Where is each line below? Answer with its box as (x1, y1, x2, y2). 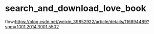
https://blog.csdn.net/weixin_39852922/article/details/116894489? (15, 19, 149, 24)
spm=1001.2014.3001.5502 (5, 23, 59, 29)
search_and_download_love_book (5, 3, 147, 14)
